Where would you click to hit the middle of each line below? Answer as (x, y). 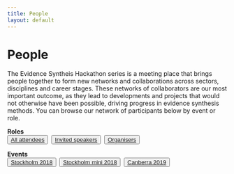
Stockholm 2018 (32, 163)
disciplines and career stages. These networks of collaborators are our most (117, 88)
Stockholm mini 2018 (90, 163)
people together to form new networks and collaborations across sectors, (113, 81)
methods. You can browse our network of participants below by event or (111, 111)
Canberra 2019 (147, 163)
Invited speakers (76, 140)
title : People (28, 14)
